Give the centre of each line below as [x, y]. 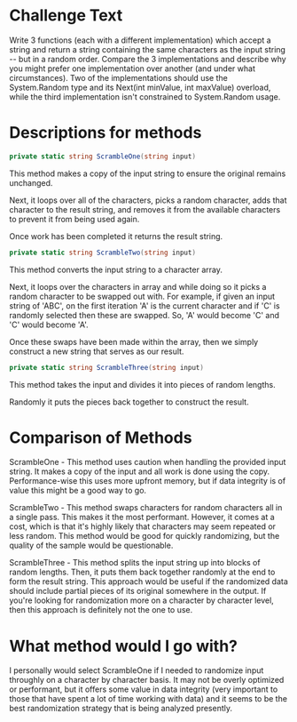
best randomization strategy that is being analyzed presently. [121, 709]
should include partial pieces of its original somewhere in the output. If [138, 591]
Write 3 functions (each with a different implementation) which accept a [141, 40]
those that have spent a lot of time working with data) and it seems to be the [148, 699]
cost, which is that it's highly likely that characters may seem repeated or [143, 526]
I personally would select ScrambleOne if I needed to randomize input [137, 670]
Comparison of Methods [101, 437]
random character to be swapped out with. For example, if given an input [142, 296]
